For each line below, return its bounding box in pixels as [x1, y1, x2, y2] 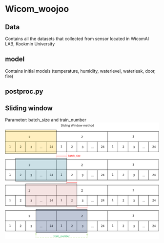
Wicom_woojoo [5, 3, 69, 15]
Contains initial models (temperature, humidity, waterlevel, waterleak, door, [5, 68, 156, 74]
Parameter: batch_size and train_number [5, 117, 86, 123]
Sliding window [5, 104, 53, 112]
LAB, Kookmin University [5, 41, 55, 47]
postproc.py [5, 87, 43, 96]
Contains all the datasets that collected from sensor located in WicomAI [5, 36, 149, 41]
